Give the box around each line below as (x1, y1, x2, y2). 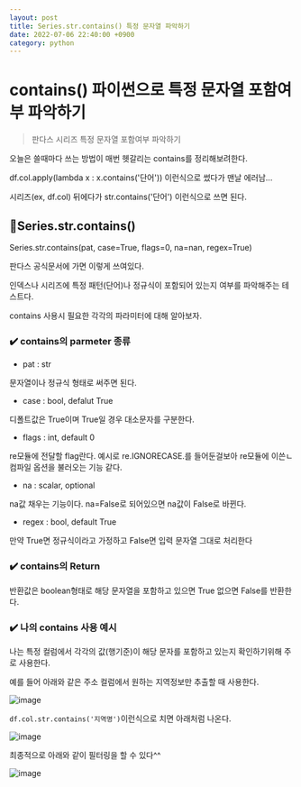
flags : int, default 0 (22, 432, 96, 443)
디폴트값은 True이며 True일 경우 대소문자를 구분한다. (9, 414, 196, 425)
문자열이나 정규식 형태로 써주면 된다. (9, 378, 137, 389)
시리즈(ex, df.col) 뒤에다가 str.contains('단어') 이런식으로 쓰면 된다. (9, 191, 248, 203)
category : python (9, 38, 75, 48)
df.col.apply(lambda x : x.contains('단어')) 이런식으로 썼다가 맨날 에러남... (9, 172, 273, 183)
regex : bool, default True (22, 517, 117, 527)
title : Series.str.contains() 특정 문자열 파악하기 (9, 22, 191, 31)
